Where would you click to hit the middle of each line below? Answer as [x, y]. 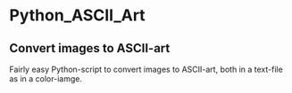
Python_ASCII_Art [77, 15]
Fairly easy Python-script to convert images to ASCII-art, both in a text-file [146, 69]
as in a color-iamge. [46, 79]
